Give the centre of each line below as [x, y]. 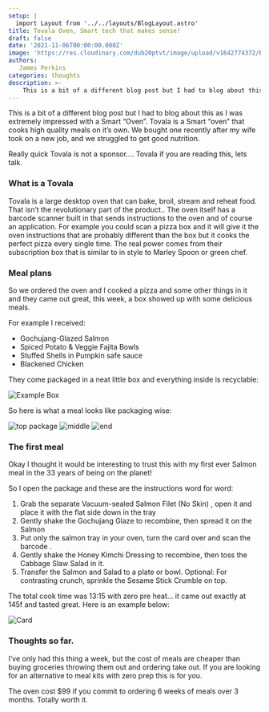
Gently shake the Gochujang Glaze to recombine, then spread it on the [136, 521]
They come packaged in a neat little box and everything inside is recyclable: [133, 379]
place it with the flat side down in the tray [88, 512]
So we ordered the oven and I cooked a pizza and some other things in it [128, 290]
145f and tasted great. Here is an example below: [89, 605]
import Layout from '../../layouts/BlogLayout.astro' [107, 23]
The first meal [36, 447]
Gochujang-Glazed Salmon [64, 338]
